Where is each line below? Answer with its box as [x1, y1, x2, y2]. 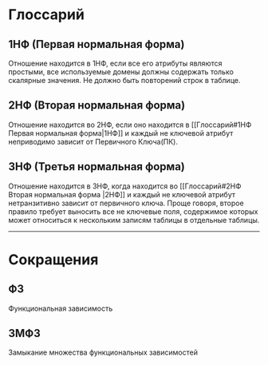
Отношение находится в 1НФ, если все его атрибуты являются [8, 58, 223, 68]
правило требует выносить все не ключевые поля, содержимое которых [8, 206, 258, 216]
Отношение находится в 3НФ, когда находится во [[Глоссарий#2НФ [8, 181, 242, 191]
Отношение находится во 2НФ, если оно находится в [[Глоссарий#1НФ [8, 120, 252, 129]
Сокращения [8, 250, 99, 268]
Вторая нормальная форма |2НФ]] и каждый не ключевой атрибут [8, 189, 236, 199]
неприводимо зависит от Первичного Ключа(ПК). [8, 137, 178, 146]
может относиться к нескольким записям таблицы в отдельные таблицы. [8, 215, 260, 224]
